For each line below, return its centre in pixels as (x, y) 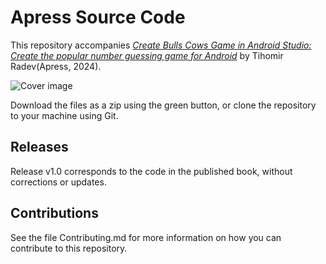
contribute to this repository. (69, 248)
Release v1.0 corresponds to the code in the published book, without (151, 171)
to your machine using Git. (64, 115)
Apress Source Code (98, 17)
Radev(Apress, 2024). (56, 66)
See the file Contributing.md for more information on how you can (146, 237)
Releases (39, 147)
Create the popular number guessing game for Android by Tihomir (147, 55)
